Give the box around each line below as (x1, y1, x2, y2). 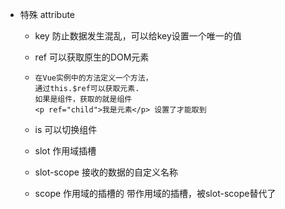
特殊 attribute (19, 9, 76, 20)
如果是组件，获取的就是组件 (34, 94, 133, 104)
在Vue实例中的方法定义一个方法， (34, 73, 153, 83)
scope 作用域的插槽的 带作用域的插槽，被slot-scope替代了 (34, 188, 277, 199)
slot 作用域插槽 (34, 145, 97, 157)
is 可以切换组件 (34, 124, 98, 135)
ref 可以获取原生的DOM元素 (34, 51, 150, 63)
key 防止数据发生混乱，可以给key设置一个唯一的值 (34, 30, 242, 42)
